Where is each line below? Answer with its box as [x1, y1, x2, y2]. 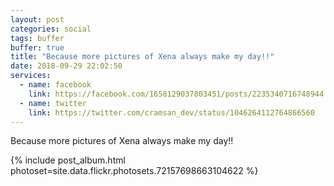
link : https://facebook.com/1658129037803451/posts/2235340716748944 [28, 89, 325, 99]
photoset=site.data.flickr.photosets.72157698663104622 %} [10, 165, 259, 177]
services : [10, 71, 52, 81]
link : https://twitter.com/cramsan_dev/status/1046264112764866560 [28, 107, 315, 118]
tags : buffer [10, 33, 65, 43]
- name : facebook [19, 80, 92, 90]
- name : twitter [19, 98, 87, 108]
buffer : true [10, 42, 65, 53]
